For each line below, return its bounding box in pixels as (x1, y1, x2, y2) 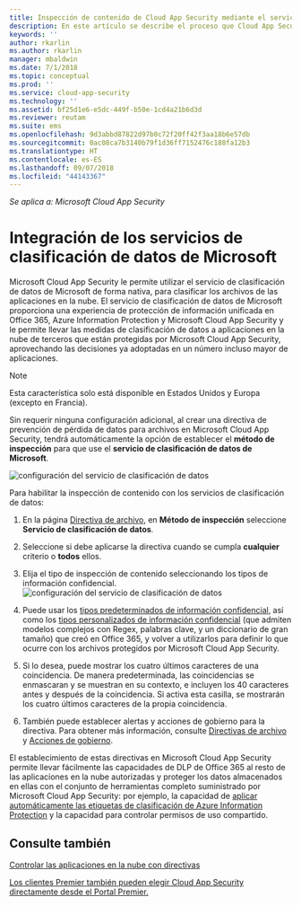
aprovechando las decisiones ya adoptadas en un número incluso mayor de (9, 343, 288, 355)
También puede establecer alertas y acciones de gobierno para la (21, 716, 266, 727)
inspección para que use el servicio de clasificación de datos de (9, 444, 253, 454)
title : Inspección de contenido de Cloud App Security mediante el (9, 13, 267, 22)
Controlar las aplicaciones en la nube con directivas (9, 859, 201, 870)
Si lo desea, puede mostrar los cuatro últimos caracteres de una (21, 661, 260, 672)
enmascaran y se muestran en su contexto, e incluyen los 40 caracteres (21, 680, 289, 690)
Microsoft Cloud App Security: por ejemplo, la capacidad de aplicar (9, 791, 258, 802)
